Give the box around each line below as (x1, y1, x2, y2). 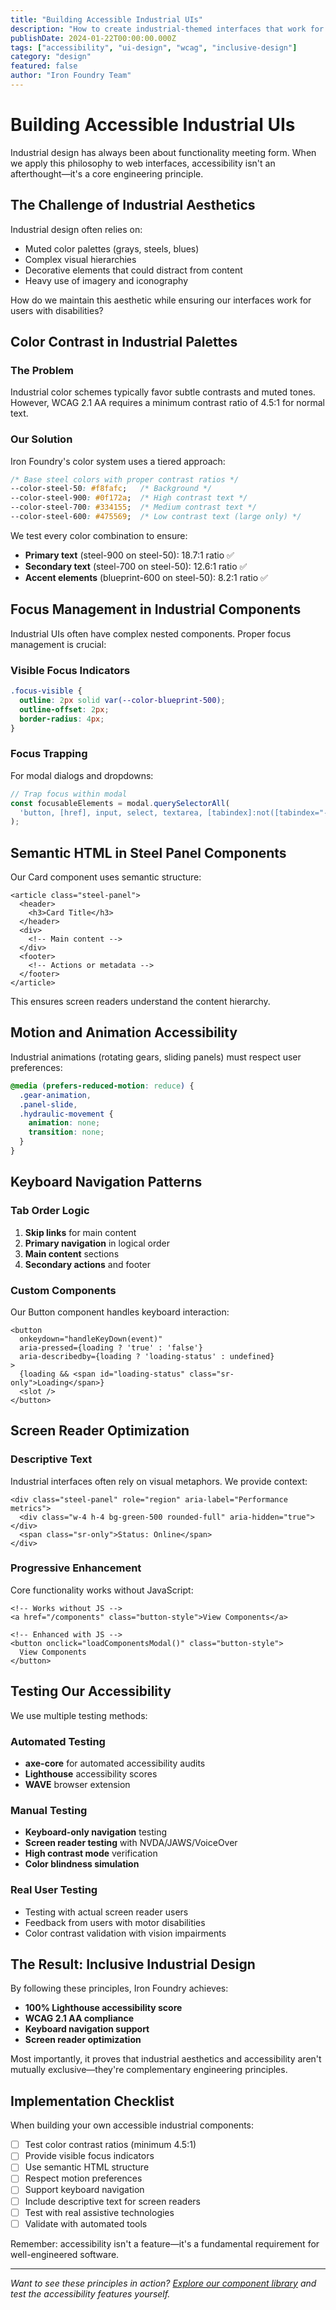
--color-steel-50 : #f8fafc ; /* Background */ (10, 484, 213, 494)
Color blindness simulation (24, 1858, 140, 1870)
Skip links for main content (24, 1226, 137, 1238)
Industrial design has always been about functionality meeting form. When (10, 146, 317, 158)
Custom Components (10, 1283, 117, 1297)
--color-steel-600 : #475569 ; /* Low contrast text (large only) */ (10, 512, 302, 522)
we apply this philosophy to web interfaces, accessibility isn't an (10, 157, 276, 169)
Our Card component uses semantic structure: (10, 871, 202, 883)
